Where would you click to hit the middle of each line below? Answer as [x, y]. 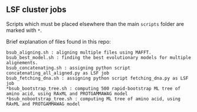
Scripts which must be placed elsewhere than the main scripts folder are [95, 24]
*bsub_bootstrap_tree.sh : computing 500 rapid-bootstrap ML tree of [93, 88]
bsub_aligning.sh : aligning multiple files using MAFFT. [79, 52]
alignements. [22, 62]
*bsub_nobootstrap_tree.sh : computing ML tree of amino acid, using [93, 99]
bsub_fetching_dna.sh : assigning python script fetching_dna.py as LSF [97, 78]
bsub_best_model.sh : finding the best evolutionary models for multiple [99, 57]
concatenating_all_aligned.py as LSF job [58, 73]
